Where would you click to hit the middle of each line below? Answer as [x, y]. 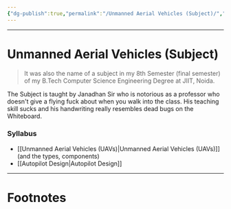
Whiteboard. [25, 116]
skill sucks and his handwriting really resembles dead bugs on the [100, 108]
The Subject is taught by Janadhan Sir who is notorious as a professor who [113, 94]
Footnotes [37, 198]
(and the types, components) [58, 156]
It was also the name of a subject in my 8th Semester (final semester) [122, 73]
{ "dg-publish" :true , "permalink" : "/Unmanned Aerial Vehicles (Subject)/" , [115, 13]
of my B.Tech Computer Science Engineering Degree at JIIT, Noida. [119, 81]
